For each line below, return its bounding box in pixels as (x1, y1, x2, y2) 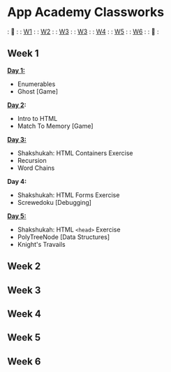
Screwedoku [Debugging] (17, 198, 92, 206)
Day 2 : (7, 101, 27, 109)
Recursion (17, 156, 47, 164)
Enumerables (17, 80, 56, 88)
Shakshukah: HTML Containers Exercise (17, 148, 133, 157)
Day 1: (7, 66, 26, 74)
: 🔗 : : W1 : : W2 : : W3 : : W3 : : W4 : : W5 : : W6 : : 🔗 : (7, 27, 159, 36)
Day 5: (7, 211, 27, 220)
